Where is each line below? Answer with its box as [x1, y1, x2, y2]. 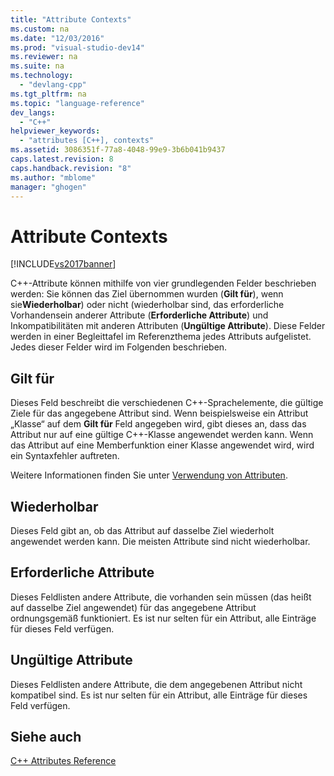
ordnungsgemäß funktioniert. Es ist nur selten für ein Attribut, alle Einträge [10, 612, 317, 624]
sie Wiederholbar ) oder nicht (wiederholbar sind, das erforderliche [10, 299, 285, 311]
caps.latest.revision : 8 [10, 154, 114, 164]
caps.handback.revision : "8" [10, 163, 132, 173]
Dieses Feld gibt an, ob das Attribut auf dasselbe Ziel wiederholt [10, 524, 275, 536]
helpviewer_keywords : [10, 126, 101, 136]
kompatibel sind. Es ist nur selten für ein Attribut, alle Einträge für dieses [10, 689, 308, 701]
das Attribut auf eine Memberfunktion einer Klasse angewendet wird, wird [10, 439, 315, 451]
